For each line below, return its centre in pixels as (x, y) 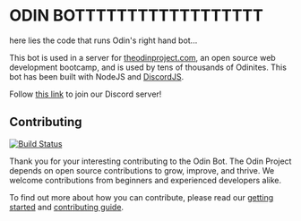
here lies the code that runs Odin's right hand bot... (103, 40)
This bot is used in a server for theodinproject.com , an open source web (142, 57)
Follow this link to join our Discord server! (86, 94)
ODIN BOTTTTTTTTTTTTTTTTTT (137, 16)
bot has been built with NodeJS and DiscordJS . (97, 76)
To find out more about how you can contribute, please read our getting (142, 197)
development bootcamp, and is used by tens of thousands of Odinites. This (148, 67)
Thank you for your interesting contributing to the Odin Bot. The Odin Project (150, 161)
